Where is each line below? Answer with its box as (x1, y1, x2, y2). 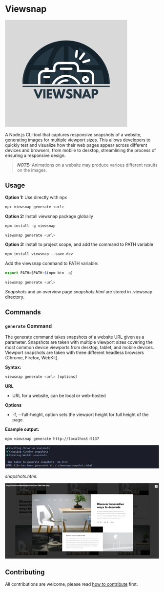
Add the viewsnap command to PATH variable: (5, 261, 99, 266)
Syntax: (5, 364, 21, 370)
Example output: (5, 426, 40, 432)
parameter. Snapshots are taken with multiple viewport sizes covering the (5, 339, 153, 345)
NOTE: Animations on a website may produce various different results (17, 162, 158, 168)
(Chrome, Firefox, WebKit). (5, 354, 59, 360)
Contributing (5, 568, 45, 576)
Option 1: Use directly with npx (5, 194, 67, 200)
